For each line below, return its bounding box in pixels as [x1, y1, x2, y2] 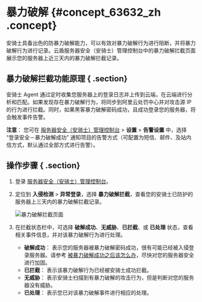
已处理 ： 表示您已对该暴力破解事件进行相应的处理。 [23, 289, 152, 296]
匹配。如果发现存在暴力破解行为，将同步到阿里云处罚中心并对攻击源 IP [16, 98, 192, 105]
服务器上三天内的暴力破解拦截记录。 [14, 198, 105, 205]
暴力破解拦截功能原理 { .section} [6, 73, 128, 84]
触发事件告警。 [11, 113, 49, 120]
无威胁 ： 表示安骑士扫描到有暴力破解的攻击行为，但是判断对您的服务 [23, 274, 194, 281]
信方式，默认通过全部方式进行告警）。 [6, 141, 99, 148]
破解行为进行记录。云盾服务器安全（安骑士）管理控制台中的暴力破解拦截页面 [6, 46, 196, 54]
